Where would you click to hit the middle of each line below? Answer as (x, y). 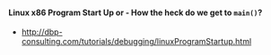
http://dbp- (42, 32)
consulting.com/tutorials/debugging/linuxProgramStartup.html (136, 42)
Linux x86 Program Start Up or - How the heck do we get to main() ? (135, 12)
